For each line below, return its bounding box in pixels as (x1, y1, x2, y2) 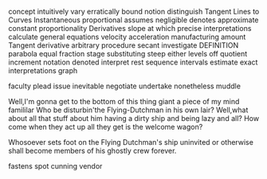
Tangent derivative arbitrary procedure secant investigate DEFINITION (8, 41, 239, 50)
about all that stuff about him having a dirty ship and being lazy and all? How (8, 114, 260, 123)
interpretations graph (8, 66, 78, 75)
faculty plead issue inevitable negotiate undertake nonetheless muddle (8, 81, 241, 91)
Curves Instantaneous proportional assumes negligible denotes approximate (8, 15, 259, 25)
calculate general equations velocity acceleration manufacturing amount (8, 32, 246, 41)
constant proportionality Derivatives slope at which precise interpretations (8, 24, 252, 33)
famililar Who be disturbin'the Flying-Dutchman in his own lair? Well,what (8, 105, 249, 115)
